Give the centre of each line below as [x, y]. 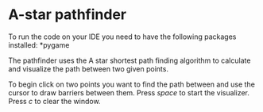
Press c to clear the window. [54, 101]
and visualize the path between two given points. [89, 68]
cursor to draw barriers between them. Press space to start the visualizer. [129, 92]
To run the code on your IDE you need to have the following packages [122, 37]
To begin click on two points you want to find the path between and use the [132, 84]
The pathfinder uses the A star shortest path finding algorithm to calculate [130, 60]
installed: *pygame [39, 44]
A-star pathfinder [68, 15]
